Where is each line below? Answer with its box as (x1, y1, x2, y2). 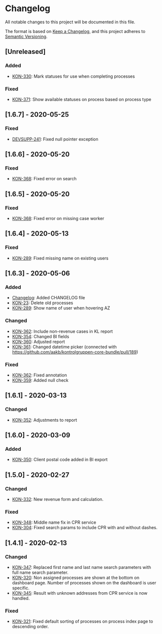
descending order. (12, 624, 49, 630)
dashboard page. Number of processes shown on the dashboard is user (12, 580, 157, 585)
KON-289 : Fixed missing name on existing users (12, 255, 109, 261)
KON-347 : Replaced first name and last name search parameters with (12, 565, 151, 570)
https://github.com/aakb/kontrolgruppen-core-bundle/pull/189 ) (12, 349, 138, 355)
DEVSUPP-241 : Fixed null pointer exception (12, 136, 98, 142)
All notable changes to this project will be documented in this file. (5, 19, 136, 25)
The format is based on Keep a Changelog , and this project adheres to (5, 28, 146, 34)
